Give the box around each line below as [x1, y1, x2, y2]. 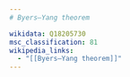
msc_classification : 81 [9, 38, 99, 47]
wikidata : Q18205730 [9, 29, 87, 38]
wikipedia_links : [9, 46, 74, 55]
